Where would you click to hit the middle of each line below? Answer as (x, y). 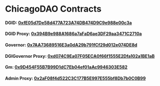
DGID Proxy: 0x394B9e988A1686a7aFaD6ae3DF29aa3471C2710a (74, 34)
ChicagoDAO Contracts (53, 9)
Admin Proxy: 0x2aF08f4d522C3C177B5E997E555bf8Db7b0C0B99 (76, 78)
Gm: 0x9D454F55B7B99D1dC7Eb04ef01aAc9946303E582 (66, 67)
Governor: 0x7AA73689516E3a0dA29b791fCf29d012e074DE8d (71, 45)
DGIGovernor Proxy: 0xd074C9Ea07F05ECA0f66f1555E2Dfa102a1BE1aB (80, 56)
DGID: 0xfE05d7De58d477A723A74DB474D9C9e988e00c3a (69, 22)
